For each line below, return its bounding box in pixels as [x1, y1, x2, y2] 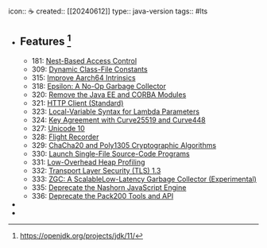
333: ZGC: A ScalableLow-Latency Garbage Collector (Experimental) [31, 174, 257, 184]
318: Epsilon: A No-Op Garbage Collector [31, 81, 167, 91]
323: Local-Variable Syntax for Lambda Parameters [31, 107, 200, 116]
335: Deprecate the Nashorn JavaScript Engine [31, 182, 187, 192]
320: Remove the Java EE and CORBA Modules [31, 90, 187, 99]
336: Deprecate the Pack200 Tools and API [31, 191, 174, 200]
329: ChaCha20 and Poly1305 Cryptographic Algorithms [31, 140, 217, 149]
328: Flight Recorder [31, 132, 99, 141]
